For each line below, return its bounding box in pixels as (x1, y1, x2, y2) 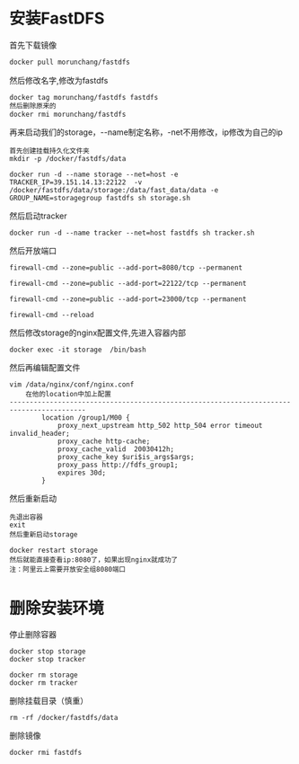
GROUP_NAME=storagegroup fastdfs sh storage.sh (9, 194, 191, 203)
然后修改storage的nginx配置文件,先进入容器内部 (9, 327, 187, 338)
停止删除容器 (9, 629, 57, 640)
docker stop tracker (9, 655, 87, 664)
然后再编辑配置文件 (9, 362, 81, 373)
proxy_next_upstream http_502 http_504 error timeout (57, 422, 263, 431)
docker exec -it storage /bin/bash (9, 345, 146, 355)
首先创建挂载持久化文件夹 (9, 147, 90, 155)
